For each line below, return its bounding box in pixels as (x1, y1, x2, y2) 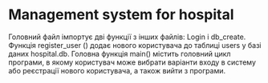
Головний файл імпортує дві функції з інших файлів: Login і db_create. (8, 32, 246, 41)
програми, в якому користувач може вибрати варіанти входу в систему (8, 57, 257, 67)
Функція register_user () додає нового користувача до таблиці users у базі (8, 40, 262, 49)
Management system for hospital (8, 6, 234, 24)
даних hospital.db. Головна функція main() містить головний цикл (8, 49, 231, 58)
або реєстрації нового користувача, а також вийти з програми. (8, 65, 226, 75)
